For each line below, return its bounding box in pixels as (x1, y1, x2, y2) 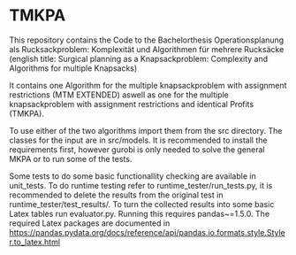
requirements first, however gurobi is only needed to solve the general (9, 143, 265, 155)
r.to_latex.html (9, 236, 60, 247)
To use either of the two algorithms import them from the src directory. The (9, 125, 283, 135)
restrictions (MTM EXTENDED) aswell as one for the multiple (9, 89, 230, 100)
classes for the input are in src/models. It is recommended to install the (9, 135, 268, 145)
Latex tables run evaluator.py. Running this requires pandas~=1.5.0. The (9, 208, 270, 219)
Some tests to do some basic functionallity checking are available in (9, 170, 256, 182)
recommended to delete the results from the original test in (9, 189, 224, 200)
